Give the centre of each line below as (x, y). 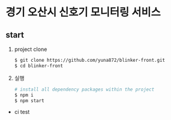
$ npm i (24, 95)
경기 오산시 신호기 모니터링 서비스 (83, 12)
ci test (22, 112)
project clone (31, 49)
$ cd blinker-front (39, 66)
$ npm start (29, 100)
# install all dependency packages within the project (84, 89)
